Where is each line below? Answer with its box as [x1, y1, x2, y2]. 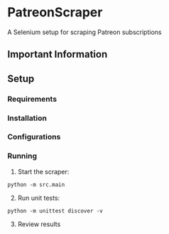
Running [7, 151, 38, 161]
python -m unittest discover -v [7, 207, 103, 214]
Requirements [7, 94, 58, 104]
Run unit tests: [17, 193, 60, 202]
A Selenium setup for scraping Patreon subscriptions [7, 28, 162, 36]
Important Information [7, 48, 108, 60]
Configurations [7, 132, 61, 142]
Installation [7, 113, 48, 123]
